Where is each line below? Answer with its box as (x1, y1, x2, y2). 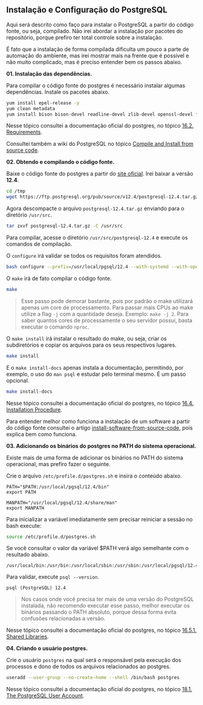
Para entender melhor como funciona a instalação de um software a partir (6, 418, 190, 425)
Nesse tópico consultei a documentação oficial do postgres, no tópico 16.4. (6, 399, 194, 407)
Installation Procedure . (6, 405, 62, 413)
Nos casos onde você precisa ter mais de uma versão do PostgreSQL (21, 595, 195, 603)
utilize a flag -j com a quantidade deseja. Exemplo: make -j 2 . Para (21, 310, 189, 317)
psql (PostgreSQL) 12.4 (6, 585, 66, 591)
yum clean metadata (6, 105, 56, 111)
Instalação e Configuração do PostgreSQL (6, 5, 168, 15)
